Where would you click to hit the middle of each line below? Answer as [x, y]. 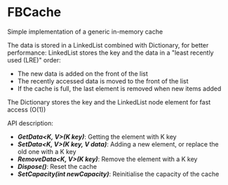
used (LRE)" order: [34, 60]
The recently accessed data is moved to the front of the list [103, 81]
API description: [31, 123]
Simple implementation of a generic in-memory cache [85, 32]
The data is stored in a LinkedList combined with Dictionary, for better [108, 45]
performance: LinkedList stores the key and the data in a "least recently [110, 53]
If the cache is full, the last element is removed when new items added [119, 88]
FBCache [34, 12]
